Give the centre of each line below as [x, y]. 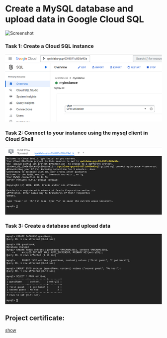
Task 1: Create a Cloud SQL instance [50, 46]
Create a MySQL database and [69, 9]
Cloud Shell [19, 139]
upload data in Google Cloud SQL [75, 19]
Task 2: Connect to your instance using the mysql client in [77, 133]
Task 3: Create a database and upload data [58, 226]
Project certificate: [35, 318]
